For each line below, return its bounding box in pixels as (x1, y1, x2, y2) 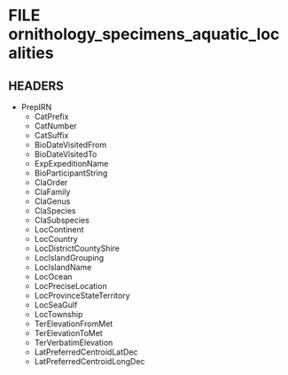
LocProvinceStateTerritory (34, 290, 130, 301)
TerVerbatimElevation (34, 338, 113, 348)
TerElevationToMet (34, 328, 103, 338)
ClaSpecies (34, 206, 76, 215)
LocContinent (34, 224, 85, 235)
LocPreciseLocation (34, 281, 107, 291)
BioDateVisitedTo (34, 149, 97, 160)
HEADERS (8, 78, 64, 93)
